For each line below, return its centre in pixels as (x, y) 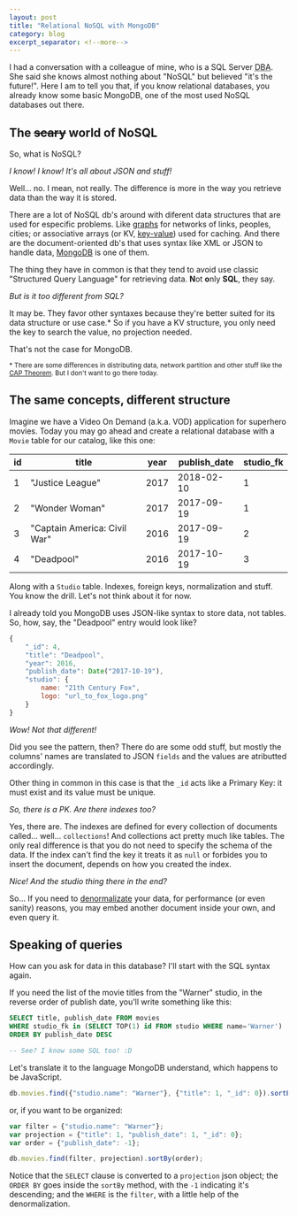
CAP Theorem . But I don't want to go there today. (84, 373)
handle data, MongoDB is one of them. (80, 252)
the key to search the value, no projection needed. (101, 332)
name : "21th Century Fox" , (91, 688)
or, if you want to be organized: (66, 1110)
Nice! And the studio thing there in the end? (88, 881)
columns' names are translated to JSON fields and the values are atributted (148, 756)
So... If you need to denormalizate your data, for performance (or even (137, 898)
